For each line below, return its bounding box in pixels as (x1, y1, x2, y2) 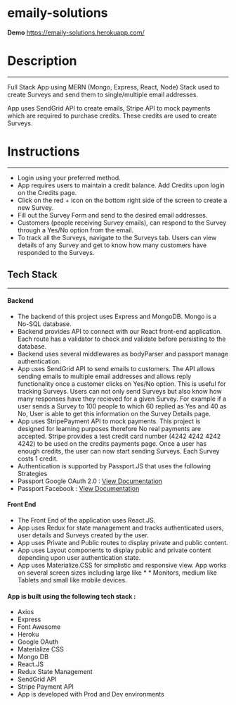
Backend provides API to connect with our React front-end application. (17, 327, 223, 335)
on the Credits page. (17, 188, 77, 196)
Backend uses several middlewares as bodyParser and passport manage (17, 349, 229, 358)
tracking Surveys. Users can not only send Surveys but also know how (17, 387, 223, 395)
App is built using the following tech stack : (7, 592, 136, 600)
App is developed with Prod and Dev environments (17, 690, 165, 699)
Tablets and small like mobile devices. (17, 576, 128, 585)
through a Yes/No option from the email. (17, 225, 134, 234)
